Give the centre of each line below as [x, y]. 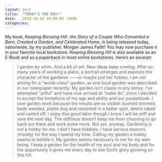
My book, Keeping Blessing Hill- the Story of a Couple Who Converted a [77, 37]
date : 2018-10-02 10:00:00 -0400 [41, 18]
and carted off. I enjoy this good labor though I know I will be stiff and [86, 114]
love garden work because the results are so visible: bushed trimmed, [87, 104]
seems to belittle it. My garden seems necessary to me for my [79, 140]
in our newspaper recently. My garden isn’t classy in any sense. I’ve [85, 88]
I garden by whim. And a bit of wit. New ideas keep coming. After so [85, 67]
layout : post [18, 9]
